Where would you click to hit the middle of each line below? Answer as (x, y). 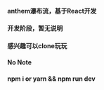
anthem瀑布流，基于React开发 (52, 11)
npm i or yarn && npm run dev (52, 79)
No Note (20, 62)
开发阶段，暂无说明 (35, 28)
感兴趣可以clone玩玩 (37, 45)
